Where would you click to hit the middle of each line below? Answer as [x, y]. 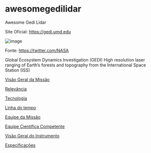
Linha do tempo [21, 107]
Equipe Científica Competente [35, 126]
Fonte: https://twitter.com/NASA [37, 50]
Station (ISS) [18, 70]
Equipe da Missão [23, 117]
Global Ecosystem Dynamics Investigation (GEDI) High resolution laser [75, 60]
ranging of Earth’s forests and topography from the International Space [75, 65]
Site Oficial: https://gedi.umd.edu [38, 31]
